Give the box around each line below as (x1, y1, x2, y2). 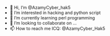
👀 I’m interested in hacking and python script (9, 10, 101, 16)
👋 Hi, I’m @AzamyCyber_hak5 (9, 5, 71, 10)
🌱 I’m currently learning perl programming (9, 15, 95, 20)
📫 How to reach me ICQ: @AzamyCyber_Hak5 (9, 26, 105, 31)
